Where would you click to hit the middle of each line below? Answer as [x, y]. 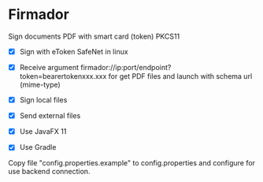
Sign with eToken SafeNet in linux [74, 51]
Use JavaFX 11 [43, 132]
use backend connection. [49, 172]
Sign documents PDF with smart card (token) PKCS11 [94, 36]
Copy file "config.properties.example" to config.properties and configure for [132, 163]
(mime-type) [40, 85]
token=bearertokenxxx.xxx [63, 76]
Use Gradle [38, 147]
